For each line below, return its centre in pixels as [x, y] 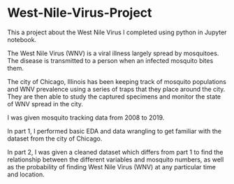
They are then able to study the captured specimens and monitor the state [114, 97]
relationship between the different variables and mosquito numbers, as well [116, 160]
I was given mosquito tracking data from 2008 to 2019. [86, 118]
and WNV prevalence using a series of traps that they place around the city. [116, 89]
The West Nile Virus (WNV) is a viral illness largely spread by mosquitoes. [113, 53]
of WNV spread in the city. [45, 104]
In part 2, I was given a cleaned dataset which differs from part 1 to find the [115, 152]
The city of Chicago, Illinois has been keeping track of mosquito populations [117, 81]
